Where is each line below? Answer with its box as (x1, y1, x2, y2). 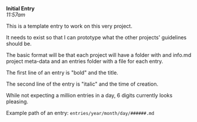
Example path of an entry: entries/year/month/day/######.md (6, 110, 155, 116)
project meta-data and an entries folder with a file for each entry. (6, 58, 163, 65)
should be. (6, 40, 32, 47)
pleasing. (6, 98, 28, 105)
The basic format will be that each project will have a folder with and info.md (6, 52, 192, 58)
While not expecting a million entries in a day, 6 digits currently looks (6, 92, 173, 99)
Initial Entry (6, 5, 35, 12)
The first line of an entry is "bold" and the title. (6, 69, 119, 76)
